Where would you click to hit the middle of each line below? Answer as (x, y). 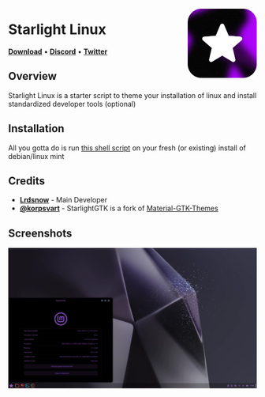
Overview (33, 76)
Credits (27, 181)
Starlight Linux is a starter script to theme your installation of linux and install (132, 95)
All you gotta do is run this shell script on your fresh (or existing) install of (127, 148)
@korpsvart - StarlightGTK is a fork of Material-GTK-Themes (119, 208)
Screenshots (40, 233)
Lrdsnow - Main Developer (63, 200)
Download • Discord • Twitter (58, 51)
